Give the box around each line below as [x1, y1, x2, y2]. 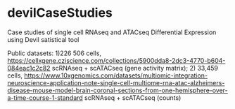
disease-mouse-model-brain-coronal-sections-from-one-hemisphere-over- [7, 86, 229, 94]
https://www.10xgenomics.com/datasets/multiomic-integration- [24, 71, 208, 80]
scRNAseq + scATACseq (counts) [84, 93, 182, 102]
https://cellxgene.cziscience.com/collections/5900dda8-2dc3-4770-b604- [7, 56, 226, 64]
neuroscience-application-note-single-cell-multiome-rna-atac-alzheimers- [7, 78, 225, 87]
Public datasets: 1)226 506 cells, [7, 49, 102, 57]
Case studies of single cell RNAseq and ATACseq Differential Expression [7, 28, 217, 36]
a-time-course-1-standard [7, 93, 83, 102]
